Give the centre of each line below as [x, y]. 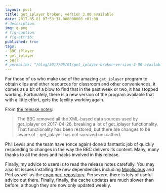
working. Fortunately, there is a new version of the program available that [80, 95]
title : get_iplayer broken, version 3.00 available [59, 14]
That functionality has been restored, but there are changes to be [84, 129]
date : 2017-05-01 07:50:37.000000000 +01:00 [52, 19]
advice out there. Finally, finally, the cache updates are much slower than [80, 180]
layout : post [19, 10]
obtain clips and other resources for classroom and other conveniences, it [80, 84]
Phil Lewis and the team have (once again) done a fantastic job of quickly [80, 144]
